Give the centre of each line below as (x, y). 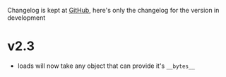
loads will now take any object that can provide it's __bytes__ (106, 66)
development (26, 18)
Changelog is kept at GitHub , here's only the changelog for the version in (113, 10)
